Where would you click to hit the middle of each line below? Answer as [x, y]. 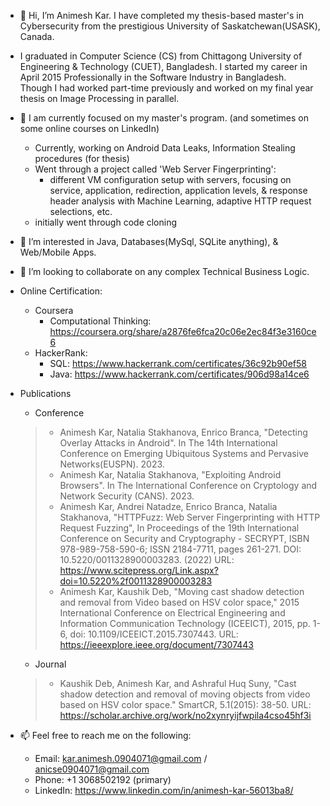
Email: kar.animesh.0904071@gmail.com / [121, 758]
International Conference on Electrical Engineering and [172, 613]
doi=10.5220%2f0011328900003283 [136, 581]
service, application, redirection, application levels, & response [178, 190]
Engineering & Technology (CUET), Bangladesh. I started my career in [163, 66]
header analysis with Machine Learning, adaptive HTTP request [180, 201]
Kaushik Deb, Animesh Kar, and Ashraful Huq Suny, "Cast [178, 683]
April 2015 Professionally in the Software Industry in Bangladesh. [153, 77]
